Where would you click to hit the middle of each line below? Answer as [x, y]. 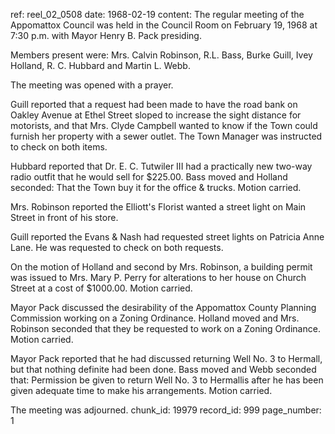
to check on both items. [59, 147]
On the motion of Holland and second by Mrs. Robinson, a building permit [161, 267]
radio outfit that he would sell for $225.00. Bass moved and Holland [149, 177]
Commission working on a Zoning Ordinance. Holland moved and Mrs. [155, 318]
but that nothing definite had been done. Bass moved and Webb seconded [163, 369]
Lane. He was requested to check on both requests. [117, 247]
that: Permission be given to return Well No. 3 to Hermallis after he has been [167, 380]
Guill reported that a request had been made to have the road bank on [154, 104]
